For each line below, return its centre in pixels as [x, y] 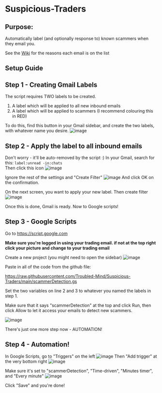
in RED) [20, 116]
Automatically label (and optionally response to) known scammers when [77, 38]
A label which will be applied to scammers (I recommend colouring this [82, 111]
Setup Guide [24, 68]
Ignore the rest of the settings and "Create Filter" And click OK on [79, 178]
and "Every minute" [24, 376]
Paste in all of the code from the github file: [48, 267]
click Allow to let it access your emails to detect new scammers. [69, 310]
